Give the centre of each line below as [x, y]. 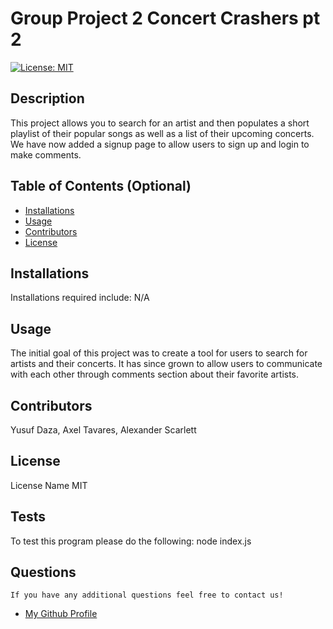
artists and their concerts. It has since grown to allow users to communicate [166, 364]
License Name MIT [49, 485]
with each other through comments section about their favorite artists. [155, 374]
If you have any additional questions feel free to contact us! [147, 595]
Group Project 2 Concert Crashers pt [165, 18]
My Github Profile [61, 614]
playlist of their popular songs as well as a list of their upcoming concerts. [162, 133]
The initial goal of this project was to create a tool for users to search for [159, 353]
